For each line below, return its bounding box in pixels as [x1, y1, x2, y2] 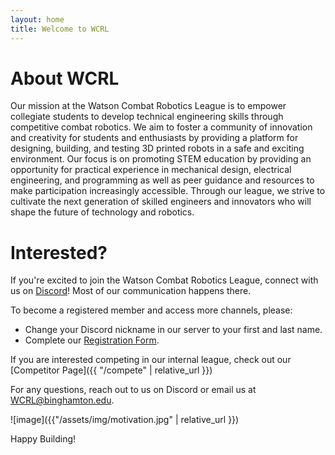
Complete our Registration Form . [24, 334, 160, 346]
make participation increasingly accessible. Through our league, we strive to [10, 185, 326, 197]
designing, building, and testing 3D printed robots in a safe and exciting [10, 142, 305, 155]
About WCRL [10, 67, 120, 90]
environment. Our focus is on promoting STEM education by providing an [10, 153, 312, 165]
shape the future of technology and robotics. [10, 206, 195, 218]
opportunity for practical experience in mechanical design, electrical [10, 164, 292, 176]
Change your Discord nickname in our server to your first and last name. [24, 324, 323, 336]
